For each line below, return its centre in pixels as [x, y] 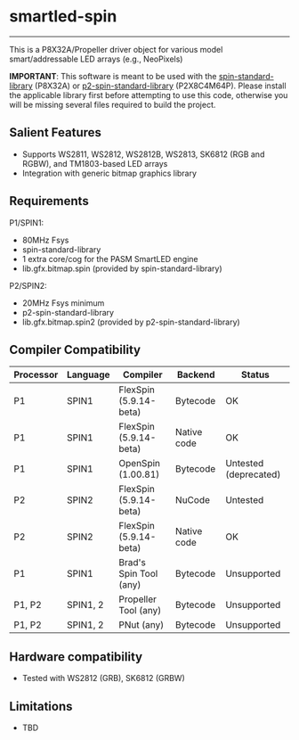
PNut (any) [141, 625]
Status [255, 374]
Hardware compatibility [76, 657]
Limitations [41, 706]
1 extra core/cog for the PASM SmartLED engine [110, 259]
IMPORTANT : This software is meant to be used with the [113, 76]
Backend [196, 374]
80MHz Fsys [45, 240]
